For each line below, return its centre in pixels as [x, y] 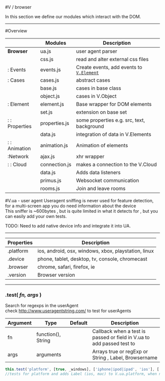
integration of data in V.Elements [113, 134]
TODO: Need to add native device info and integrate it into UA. [68, 226]
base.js [48, 88]
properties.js [55, 123]
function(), [49, 334]
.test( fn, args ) [23, 295]
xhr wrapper [90, 156]
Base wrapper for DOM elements [114, 104]
